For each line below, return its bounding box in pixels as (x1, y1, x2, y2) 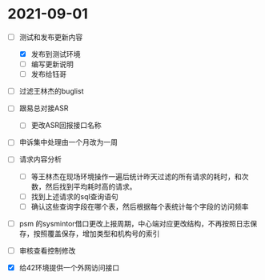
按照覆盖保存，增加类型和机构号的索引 (33, 229, 160, 238)
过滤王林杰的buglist (18, 86, 84, 96)
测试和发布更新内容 (18, 32, 83, 42)
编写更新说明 (30, 59, 74, 69)
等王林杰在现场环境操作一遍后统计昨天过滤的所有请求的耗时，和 (30, 171, 242, 181)
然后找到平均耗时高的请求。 (45, 182, 137, 191)
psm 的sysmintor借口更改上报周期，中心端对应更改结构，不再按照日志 (18, 218, 251, 228)
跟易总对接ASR (18, 103, 69, 113)
